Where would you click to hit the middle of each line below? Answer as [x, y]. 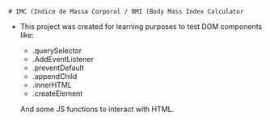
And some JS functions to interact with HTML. [97, 109]
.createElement [57, 93]
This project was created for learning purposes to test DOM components [141, 27]
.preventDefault [58, 68]
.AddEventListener [63, 59]
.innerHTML [52, 85]
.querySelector [57, 51]
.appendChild [55, 76]
